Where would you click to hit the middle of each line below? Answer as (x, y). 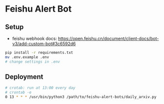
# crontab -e (18, 93)
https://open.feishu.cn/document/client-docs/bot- (108, 38)
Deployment (24, 77)
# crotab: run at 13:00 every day (40, 88)
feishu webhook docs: (35, 38)
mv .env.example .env (27, 57)
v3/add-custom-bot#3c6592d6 (44, 44)
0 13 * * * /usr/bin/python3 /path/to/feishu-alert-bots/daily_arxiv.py (81, 97)
